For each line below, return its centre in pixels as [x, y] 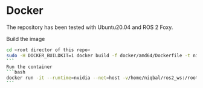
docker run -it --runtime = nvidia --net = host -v [67, 78]
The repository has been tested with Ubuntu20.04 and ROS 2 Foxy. [90, 27]
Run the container [29, 67]
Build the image [26, 39]
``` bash [16, 72]
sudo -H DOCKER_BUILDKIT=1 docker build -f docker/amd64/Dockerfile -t [98, 55]
